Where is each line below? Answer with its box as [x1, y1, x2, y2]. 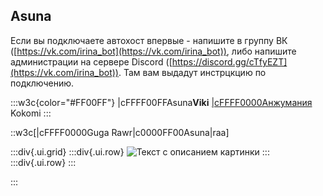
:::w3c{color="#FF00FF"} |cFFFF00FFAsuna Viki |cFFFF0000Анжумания [10, 96, 313, 108]
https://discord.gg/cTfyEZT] [171, 55, 288, 68]
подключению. [10, 77, 75, 89]
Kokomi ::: [10, 107, 52, 119]
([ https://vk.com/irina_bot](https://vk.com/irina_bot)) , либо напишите [10, 45, 297, 57]
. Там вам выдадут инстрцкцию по [118, 66, 267, 78]
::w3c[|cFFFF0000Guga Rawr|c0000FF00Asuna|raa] [10, 126, 230, 138]
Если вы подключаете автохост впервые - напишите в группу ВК [10, 34, 288, 46]
